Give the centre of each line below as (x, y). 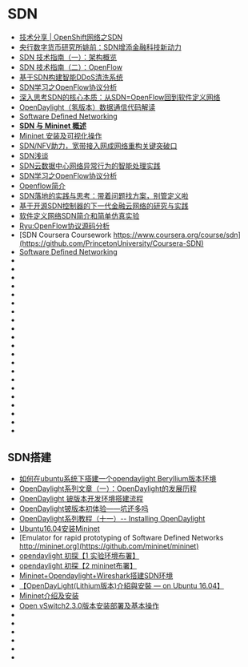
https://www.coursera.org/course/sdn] (177, 235)
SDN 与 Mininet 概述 (53, 126)
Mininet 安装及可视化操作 (60, 135)
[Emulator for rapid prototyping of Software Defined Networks (121, 537)
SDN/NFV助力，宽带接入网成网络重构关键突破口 (98, 146)
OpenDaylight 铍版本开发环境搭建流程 (81, 498)
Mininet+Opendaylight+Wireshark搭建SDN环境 (96, 575)
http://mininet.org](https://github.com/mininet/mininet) (109, 546)
